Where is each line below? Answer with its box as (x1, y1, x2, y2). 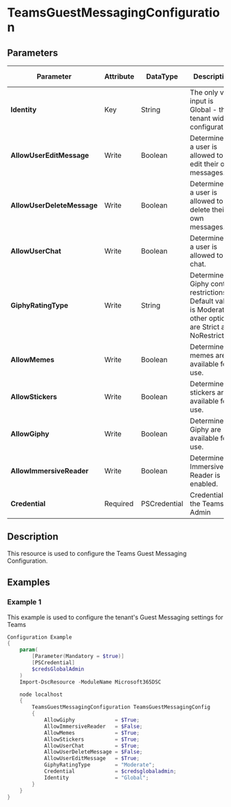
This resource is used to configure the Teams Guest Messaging (7, 549, 187, 557)
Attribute (104, 72, 135, 81)
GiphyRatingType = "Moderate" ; (43, 761, 155, 768)
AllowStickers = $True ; (43, 736, 140, 743)
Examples (7, 577, 50, 588)
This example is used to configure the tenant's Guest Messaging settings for (7, 612, 223, 621)
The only (190, 88, 219, 97)
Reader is (190, 470, 221, 480)
